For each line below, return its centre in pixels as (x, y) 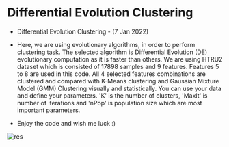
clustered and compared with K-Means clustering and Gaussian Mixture (118, 81)
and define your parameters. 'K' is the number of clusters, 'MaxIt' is (112, 95)
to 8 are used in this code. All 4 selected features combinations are (111, 74)
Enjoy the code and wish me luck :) (66, 123)
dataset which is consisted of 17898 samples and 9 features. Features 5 (118, 66)
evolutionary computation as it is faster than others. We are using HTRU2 (120, 59)
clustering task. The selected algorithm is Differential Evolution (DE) (112, 52)
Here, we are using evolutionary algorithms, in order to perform (106, 44)
